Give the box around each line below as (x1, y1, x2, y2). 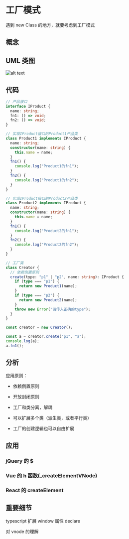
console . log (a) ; (5, 339, 39, 344)
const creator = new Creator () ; (5, 325, 73, 330)
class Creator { (5, 265, 39, 270)
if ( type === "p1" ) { (14, 279, 59, 284)
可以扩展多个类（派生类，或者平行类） (12, 414, 92, 421)
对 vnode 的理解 (5, 529, 39, 535)
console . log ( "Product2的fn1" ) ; (14, 228, 79, 233)
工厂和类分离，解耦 (12, 404, 53, 410)
